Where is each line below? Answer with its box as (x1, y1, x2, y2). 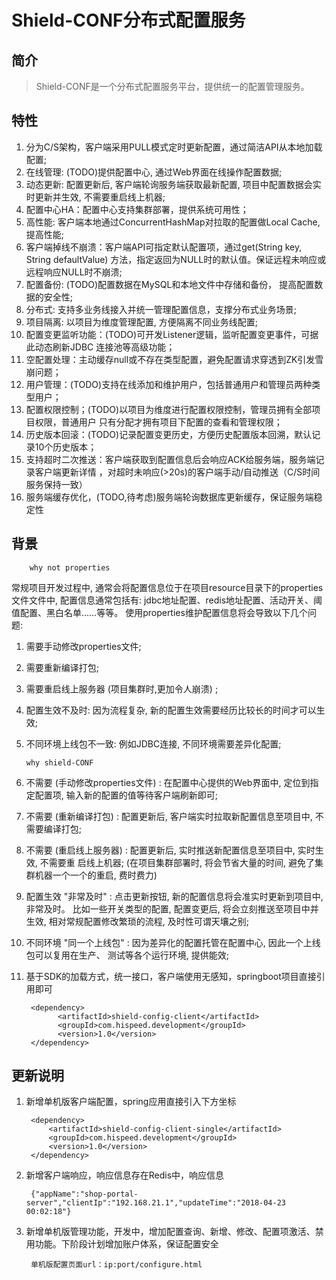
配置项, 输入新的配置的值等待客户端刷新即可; (34, 789, 218, 801)
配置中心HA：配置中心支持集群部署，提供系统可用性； (25, 203, 249, 215)
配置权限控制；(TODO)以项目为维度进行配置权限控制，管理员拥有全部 (25, 403, 313, 415)
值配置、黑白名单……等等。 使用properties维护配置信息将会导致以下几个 (11, 606, 308, 618)
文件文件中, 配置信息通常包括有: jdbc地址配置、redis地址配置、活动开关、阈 (11, 594, 323, 606)
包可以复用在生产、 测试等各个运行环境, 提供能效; (25, 949, 229, 961)
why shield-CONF (25, 757, 94, 768)
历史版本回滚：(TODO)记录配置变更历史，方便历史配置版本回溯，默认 (25, 428, 313, 440)
